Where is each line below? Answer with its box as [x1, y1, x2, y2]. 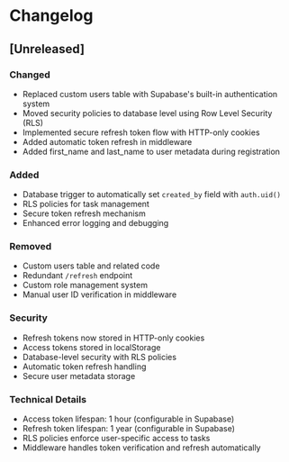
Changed [9, 68, 51, 81]
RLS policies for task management [22, 199, 150, 210]
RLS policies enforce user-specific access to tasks [22, 433, 211, 444]
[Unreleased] [9, 41, 86, 57]
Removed [9, 240, 52, 253]
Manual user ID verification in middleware [22, 289, 177, 300]
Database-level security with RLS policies [22, 351, 177, 362]
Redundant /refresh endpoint [22, 270, 133, 281]
